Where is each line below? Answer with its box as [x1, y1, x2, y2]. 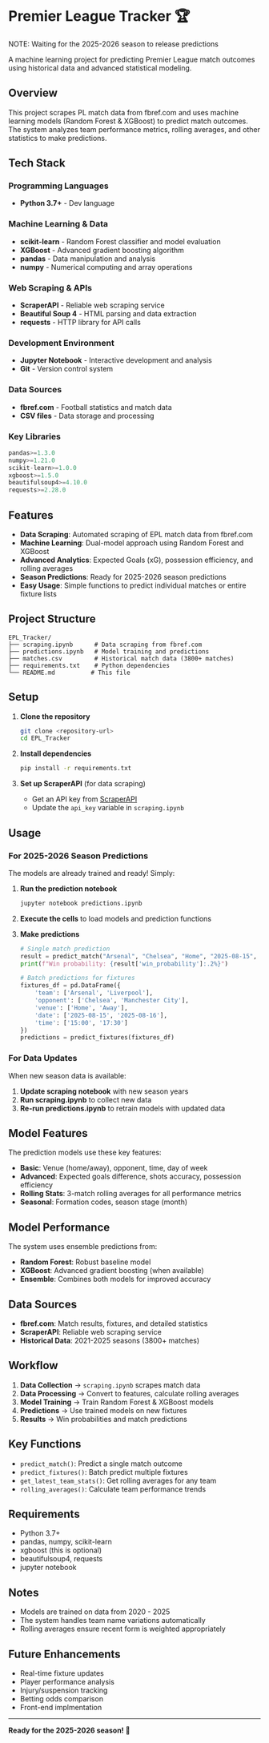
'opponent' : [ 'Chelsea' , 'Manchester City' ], [34, 997, 190, 1005]
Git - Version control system [19, 364, 114, 374]
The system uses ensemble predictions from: [8, 1242, 158, 1251]
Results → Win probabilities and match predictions [19, 1414, 188, 1424]
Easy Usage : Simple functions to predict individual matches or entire [19, 580, 247, 590]
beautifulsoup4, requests [19, 1554, 103, 1564]
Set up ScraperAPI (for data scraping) [19, 779, 147, 789]
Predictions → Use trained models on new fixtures [19, 1405, 187, 1415]
